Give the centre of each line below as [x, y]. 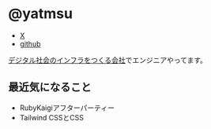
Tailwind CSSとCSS [52, 117]
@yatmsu [41, 14]
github [30, 43]
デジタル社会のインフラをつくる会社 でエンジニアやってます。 [108, 60]
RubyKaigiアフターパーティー [67, 108]
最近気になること [50, 87]
